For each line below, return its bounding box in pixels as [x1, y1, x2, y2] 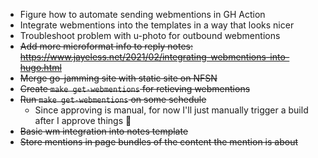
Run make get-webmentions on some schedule [19, 94, 207, 105]
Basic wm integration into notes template [19, 125, 189, 137]
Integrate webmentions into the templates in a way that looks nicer [19, 19, 295, 31]
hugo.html [19, 62, 62, 73]
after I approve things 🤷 [34, 115, 132, 126]
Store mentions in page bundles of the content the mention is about [19, 136, 299, 148]
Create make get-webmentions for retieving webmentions [19, 83, 251, 94]
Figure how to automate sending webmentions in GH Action [19, 9, 266, 20]
